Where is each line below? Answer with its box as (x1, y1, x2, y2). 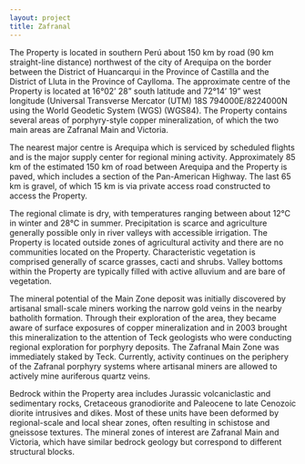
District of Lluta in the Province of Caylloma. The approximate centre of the (9, 76, 291, 86)
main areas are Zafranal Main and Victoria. (9, 124, 168, 135)
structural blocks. (9, 446, 76, 457)
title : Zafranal (9, 22, 71, 31)
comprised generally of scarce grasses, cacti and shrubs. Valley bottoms (9, 256, 284, 267)
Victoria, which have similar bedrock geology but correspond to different (9, 436, 282, 447)
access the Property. (9, 190, 88, 201)
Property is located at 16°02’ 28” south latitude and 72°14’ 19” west (9, 86, 261, 96)
